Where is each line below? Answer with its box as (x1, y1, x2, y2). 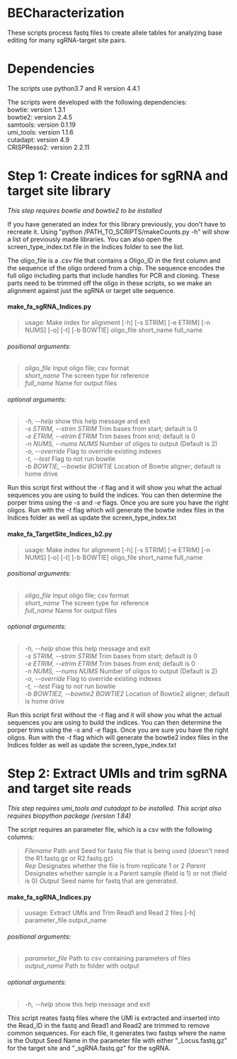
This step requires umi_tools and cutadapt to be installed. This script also (7, 803, 221, 812)
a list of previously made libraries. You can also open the (7, 235, 173, 244)
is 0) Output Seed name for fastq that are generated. (24, 876, 178, 885)
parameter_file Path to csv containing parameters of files (24, 954, 191, 963)
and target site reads (7, 781, 132, 797)
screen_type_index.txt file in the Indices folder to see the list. (7, 242, 185, 251)
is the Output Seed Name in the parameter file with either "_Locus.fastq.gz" (7, 1036, 228, 1045)
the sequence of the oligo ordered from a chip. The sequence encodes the (7, 263, 225, 272)
